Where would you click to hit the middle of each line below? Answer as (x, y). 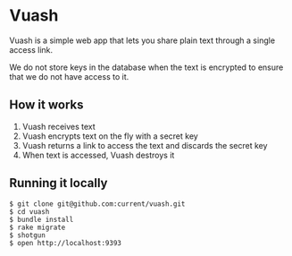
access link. (31, 49)
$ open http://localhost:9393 (66, 243)
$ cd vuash (29, 211)
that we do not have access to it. (69, 76)
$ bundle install (42, 219)
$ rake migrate (38, 227)
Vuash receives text (58, 126)
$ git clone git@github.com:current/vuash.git (97, 204)
